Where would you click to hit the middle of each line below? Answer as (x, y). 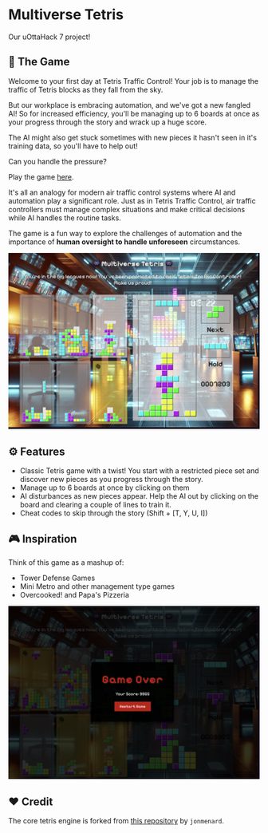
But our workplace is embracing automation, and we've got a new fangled (130, 105)
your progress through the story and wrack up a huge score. (108, 122)
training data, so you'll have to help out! (73, 146)
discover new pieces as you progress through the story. (111, 479)
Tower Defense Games (57, 578)
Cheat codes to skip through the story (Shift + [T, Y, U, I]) (114, 513)
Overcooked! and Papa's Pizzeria (75, 594)
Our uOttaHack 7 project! (49, 37)
